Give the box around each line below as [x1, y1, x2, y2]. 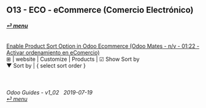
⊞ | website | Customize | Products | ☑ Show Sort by [6, 55, 140, 63]
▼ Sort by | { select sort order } [6, 61, 86, 69]
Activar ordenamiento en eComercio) [6, 48, 100, 56]
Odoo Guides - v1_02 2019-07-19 [6, 89, 93, 96]
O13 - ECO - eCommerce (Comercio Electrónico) [6, 5, 194, 15]
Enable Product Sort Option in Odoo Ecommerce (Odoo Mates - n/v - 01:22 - [6, 42, 200, 50]
